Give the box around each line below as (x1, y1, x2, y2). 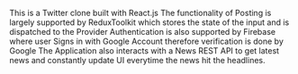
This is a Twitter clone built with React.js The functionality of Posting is (9, 8, 272, 18)
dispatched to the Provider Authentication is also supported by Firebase (9, 27, 276, 37)
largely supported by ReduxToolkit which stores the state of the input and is (9, 17, 290, 28)
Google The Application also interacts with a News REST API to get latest (9, 45, 280, 56)
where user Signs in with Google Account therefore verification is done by (9, 36, 284, 46)
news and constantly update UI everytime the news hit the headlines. (9, 55, 266, 65)
